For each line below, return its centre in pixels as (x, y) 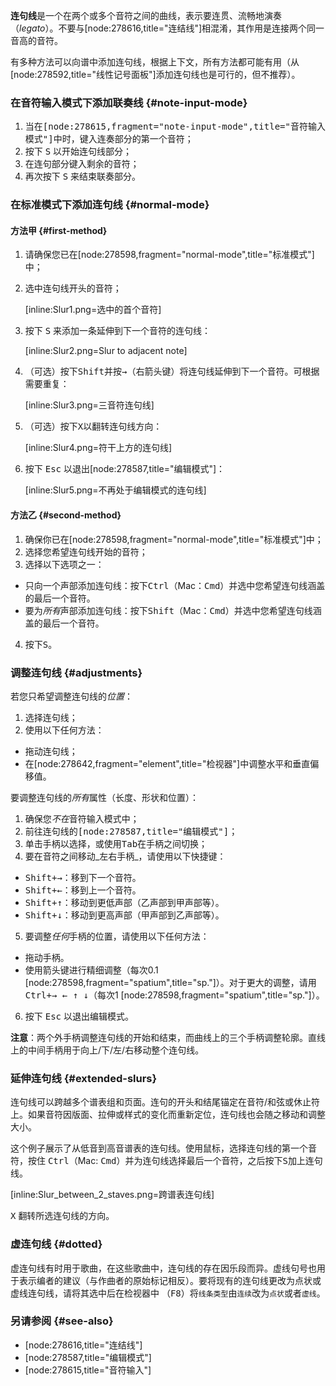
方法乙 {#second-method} (66, 515)
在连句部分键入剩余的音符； (82, 164)
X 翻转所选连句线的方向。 (62, 1216)
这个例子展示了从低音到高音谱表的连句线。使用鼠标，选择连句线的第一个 (159, 1148)
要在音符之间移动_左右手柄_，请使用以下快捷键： (125, 856)
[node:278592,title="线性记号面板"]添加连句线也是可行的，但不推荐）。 (155, 74)
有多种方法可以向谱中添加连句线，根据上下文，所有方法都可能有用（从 (155, 62)
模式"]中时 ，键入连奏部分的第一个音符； (109, 139)
